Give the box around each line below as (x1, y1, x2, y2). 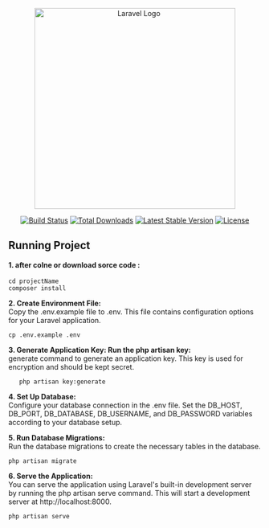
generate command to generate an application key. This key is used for (8, 354, 243, 363)
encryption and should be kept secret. (8, 362, 135, 371)
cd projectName (8, 277, 59, 285)
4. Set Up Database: (8, 391, 76, 401)
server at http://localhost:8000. (8, 497, 112, 506)
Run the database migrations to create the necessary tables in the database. (8, 441, 261, 451)
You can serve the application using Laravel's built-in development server (8, 479, 252, 489)
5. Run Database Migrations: (8, 432, 106, 442)
